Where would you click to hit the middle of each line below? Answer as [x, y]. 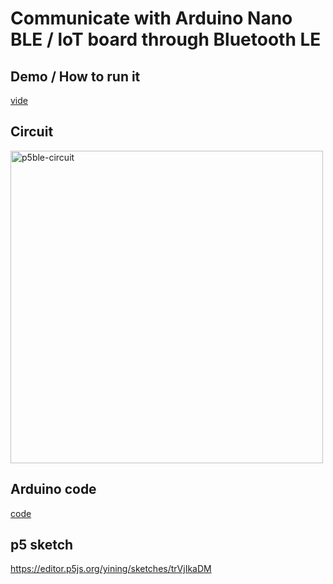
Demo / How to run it [75, 76]
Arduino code [53, 489]
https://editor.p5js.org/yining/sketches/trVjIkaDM [111, 569]
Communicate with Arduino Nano [151, 18]
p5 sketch [42, 545]
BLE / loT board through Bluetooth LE [166, 39]
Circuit [32, 132]
